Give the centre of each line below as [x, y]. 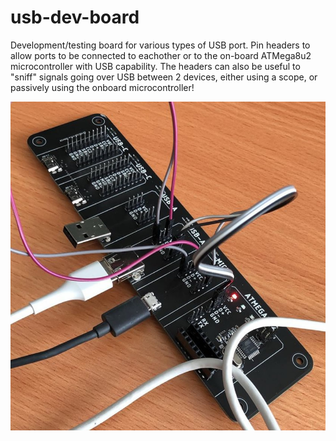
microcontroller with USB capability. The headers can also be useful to [155, 66]
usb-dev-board [75, 17]
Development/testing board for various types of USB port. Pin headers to [160, 45]
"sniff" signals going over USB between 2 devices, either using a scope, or [164, 77]
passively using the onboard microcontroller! [102, 87]
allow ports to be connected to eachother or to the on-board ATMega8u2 [161, 55]
